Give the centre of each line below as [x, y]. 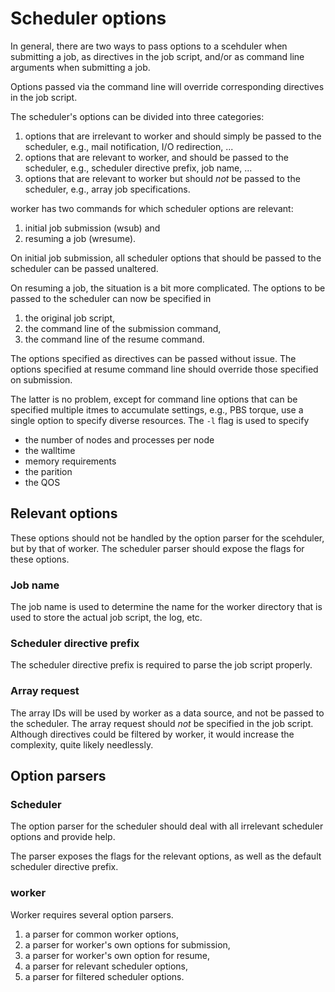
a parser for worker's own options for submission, [127, 944]
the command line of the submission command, [123, 328]
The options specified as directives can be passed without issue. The [153, 358]
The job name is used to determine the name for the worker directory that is [166, 607]
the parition [48, 471]
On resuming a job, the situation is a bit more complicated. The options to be [168, 288]
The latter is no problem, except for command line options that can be [154, 399]
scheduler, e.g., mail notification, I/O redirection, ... [129, 146]
